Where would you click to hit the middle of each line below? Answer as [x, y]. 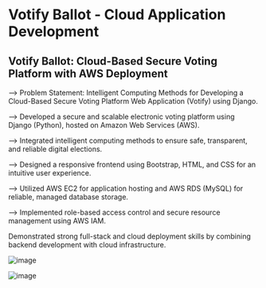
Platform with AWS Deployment [88, 73]
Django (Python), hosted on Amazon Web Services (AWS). [104, 125]
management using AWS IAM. [57, 221]
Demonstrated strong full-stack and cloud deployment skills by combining [129, 236]
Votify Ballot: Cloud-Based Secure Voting [113, 61]
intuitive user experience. [50, 173]
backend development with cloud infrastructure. [87, 245]
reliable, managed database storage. [68, 197]
